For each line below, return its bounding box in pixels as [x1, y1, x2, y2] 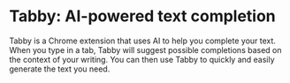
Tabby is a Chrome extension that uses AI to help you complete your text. [9, 35, 277, 46]
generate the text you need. [9, 64, 111, 74]
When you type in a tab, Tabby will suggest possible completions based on [9, 44, 282, 55]
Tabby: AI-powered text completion [9, 6, 276, 26]
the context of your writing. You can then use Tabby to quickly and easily [9, 54, 276, 64]
